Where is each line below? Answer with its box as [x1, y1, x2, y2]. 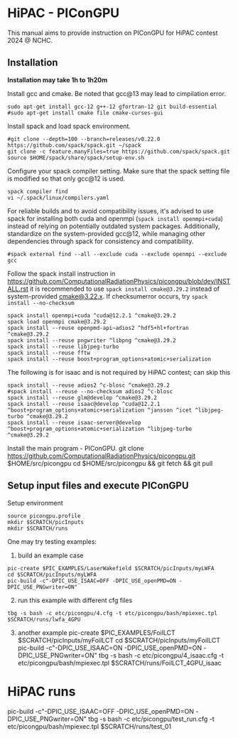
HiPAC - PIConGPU [7, 5, 120, 21]
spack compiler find [7, 188, 69, 195]
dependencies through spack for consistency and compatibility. [7, 237, 194, 245]
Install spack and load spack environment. [7, 122, 131, 130]
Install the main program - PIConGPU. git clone [7, 444, 144, 452]
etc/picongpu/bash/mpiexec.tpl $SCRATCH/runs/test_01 [7, 722, 172, 730]
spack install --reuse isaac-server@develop [7, 419, 141, 426]
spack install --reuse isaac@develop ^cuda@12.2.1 [7, 400, 161, 407]
